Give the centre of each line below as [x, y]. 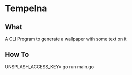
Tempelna [26, 9]
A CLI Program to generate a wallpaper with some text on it [66, 39]
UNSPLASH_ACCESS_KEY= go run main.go [49, 67]
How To [17, 55]
